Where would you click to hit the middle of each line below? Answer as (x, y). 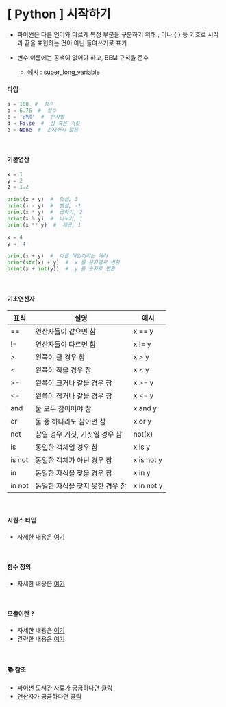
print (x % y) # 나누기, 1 (45, 218)
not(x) (143, 434)
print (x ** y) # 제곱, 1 (44, 225)
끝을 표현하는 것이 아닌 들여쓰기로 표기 (76, 43)
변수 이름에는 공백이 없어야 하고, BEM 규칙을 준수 (83, 57)
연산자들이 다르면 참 (65, 345)
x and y (145, 408)
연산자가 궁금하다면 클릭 (49, 697)
